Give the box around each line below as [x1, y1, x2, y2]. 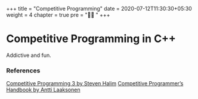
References [6, 66, 41, 75]
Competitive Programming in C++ [6, 32, 176, 46]
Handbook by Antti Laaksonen [6, 86, 81, 94]
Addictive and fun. [6, 52, 52, 59]
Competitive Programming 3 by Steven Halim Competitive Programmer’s [6, 80, 184, 87]
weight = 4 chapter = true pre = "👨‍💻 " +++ [6, 11, 110, 18]
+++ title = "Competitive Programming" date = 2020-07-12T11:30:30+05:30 [6, 5, 192, 12]
